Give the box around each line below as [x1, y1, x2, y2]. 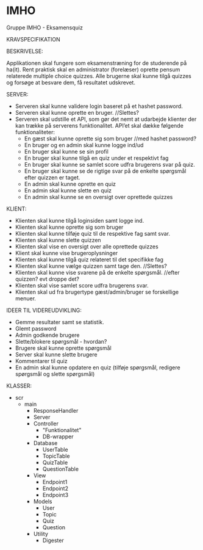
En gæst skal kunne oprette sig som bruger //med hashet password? [24, 135, 197, 142]
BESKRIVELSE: [6, 47, 44, 55]
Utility [33, 530, 49, 537]
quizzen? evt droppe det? [15, 275, 80, 283]
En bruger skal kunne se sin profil [24, 148, 109, 155]
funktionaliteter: [15, 128, 55, 136]
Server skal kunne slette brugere [15, 350, 98, 358]
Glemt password [15, 325, 57, 332]
